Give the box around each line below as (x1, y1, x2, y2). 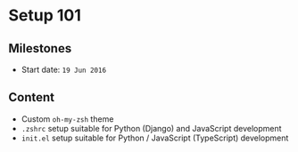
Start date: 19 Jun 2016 (21, 64, 107, 75)
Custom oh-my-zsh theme (21, 113, 114, 124)
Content (8, 90, 55, 105)
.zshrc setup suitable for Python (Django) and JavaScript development (21, 123, 282, 133)
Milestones (8, 41, 72, 56)
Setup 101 (8, 5, 82, 26)
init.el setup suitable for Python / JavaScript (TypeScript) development (21, 132, 289, 143)
